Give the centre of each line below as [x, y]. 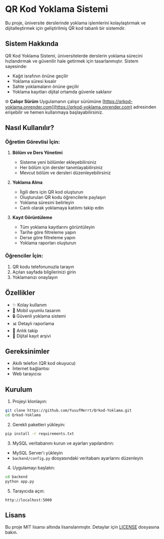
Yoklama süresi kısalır [34, 81]
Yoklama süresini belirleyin [47, 202]
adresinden [145, 107]
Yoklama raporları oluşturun [48, 243]
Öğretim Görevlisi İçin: [33, 142]
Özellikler [20, 293]
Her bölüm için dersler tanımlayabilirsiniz [61, 168]
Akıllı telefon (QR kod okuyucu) [44, 363]
